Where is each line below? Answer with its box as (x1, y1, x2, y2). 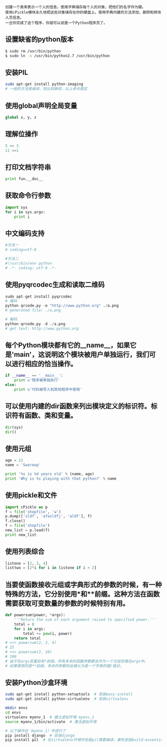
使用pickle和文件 (5, 491, 57, 499)
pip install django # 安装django (5, 733, 76, 738)
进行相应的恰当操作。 (11, 360, 77, 368)
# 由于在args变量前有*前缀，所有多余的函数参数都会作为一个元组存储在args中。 (5, 659, 148, 664)
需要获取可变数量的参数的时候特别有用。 (5, 599, 129, 607)
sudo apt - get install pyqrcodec (5, 294, 72, 299)
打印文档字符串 (5, 163, 51, 171)
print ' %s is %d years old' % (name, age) (5, 472, 94, 477)
